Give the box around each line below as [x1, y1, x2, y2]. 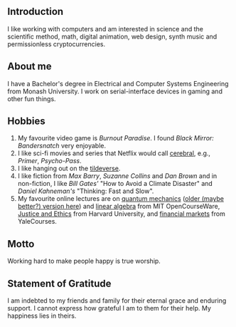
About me [7, 61, 52, 73]
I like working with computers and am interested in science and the [7, 24, 204, 33]
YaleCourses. [17, 217, 57, 226]
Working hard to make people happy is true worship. [7, 256, 161, 266]
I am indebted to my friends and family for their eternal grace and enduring [7, 296, 227, 305]
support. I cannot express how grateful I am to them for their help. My [7, 304, 212, 313]
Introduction [7, 6, 64, 18]
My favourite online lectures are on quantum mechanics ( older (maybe [17, 194, 224, 203]
